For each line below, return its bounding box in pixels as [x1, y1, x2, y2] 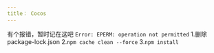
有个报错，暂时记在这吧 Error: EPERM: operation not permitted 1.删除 [7, 30, 208, 38]
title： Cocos [7, 10, 47, 17]
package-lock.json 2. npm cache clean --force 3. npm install [7, 37, 179, 45]
